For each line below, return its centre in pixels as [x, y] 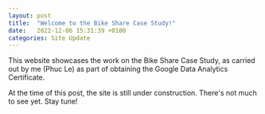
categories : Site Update [49, 38]
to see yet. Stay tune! [43, 101]
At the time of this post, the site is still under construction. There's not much [132, 93]
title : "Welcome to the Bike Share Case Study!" [92, 23]
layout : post [30, 16]
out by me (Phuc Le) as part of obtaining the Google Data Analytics [118, 69]
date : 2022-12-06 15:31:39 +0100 [67, 30]
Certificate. [27, 77]
